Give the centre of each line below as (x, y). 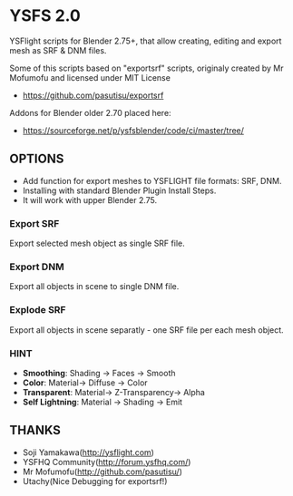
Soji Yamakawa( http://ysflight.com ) (88, 452)
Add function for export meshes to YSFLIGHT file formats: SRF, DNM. (152, 180)
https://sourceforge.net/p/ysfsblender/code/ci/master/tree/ (133, 130)
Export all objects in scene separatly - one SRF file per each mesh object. (146, 330)
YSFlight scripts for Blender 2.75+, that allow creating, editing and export (146, 41)
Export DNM (37, 267)
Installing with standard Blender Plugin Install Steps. (119, 190)
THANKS (35, 430)
